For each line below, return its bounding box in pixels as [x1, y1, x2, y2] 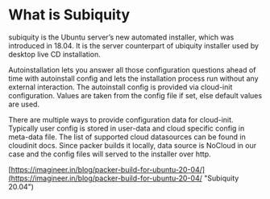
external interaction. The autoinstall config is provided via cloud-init [8, 82, 233, 92]
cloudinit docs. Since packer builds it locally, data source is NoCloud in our [8, 140, 256, 150]
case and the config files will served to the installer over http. [8, 149, 211, 159]
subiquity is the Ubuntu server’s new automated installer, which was [8, 32, 235, 42]
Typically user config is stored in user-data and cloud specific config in [8, 123, 245, 133]
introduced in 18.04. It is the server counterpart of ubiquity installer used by [8, 40, 260, 50]
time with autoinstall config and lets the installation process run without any [8, 73, 260, 83]
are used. [8, 99, 40, 109]
